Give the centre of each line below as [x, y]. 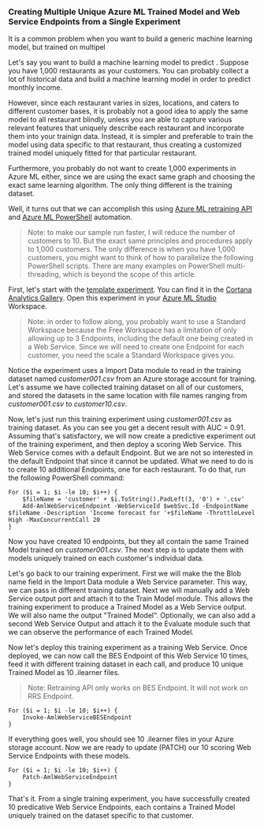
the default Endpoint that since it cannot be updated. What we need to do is [131, 461]
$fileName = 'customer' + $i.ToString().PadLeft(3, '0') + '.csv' [134, 499]
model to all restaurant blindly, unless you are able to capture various [120, 120]
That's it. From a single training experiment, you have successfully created [129, 799]
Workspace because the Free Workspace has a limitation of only [132, 330]
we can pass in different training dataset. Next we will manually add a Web [129, 591]
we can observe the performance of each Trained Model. [101, 632]
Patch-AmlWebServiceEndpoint [70, 778]
